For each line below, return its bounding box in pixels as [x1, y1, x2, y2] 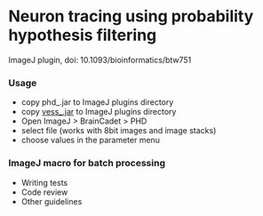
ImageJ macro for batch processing [8, 157, 166, 170]
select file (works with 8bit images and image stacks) [20, 125, 217, 136]
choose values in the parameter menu [20, 135, 161, 146]
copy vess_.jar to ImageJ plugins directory [20, 107, 177, 117]
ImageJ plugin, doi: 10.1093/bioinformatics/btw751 [8, 54, 192, 65]
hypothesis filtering [8, 25, 157, 45]
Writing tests [20, 177, 68, 188]
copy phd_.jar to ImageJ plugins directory [20, 97, 174, 108]
